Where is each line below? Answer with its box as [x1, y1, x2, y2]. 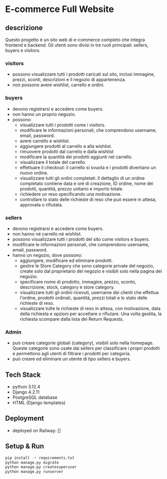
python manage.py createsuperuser [5, 464, 77, 469]
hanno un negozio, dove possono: [12, 252, 83, 258]
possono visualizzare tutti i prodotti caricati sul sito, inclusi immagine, [12, 71, 156, 77]
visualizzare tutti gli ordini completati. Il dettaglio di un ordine [19, 175, 145, 181]
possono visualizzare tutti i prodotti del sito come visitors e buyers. [12, 236, 150, 242]
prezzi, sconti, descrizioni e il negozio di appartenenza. [12, 77, 126, 83]
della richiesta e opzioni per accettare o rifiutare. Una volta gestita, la [19, 311, 162, 317]
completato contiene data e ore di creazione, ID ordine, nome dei [19, 180, 154, 186]
